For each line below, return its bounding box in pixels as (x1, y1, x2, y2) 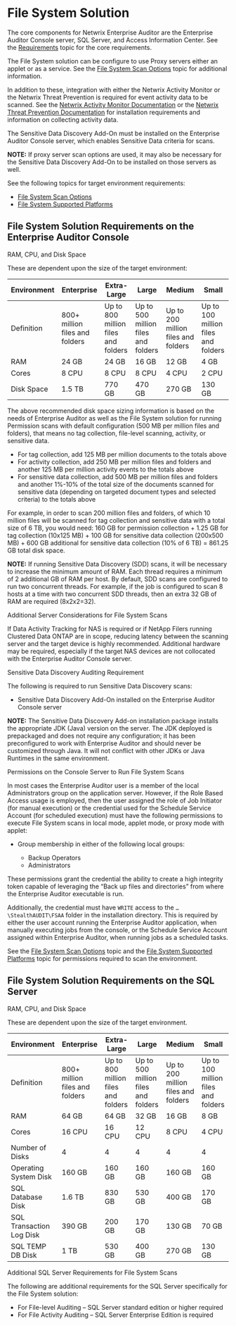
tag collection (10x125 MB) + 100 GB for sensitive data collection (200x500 (7, 531, 223, 540)
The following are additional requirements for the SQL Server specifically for (7, 1282, 228, 1290)
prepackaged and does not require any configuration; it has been (7, 731, 196, 740)
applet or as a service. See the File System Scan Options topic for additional (7, 64, 228, 73)
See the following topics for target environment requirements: (7, 178, 185, 187)
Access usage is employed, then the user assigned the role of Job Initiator (7, 796, 223, 805)
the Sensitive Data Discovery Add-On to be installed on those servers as (7, 157, 216, 166)
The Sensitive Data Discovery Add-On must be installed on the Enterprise (7, 129, 220, 137)
